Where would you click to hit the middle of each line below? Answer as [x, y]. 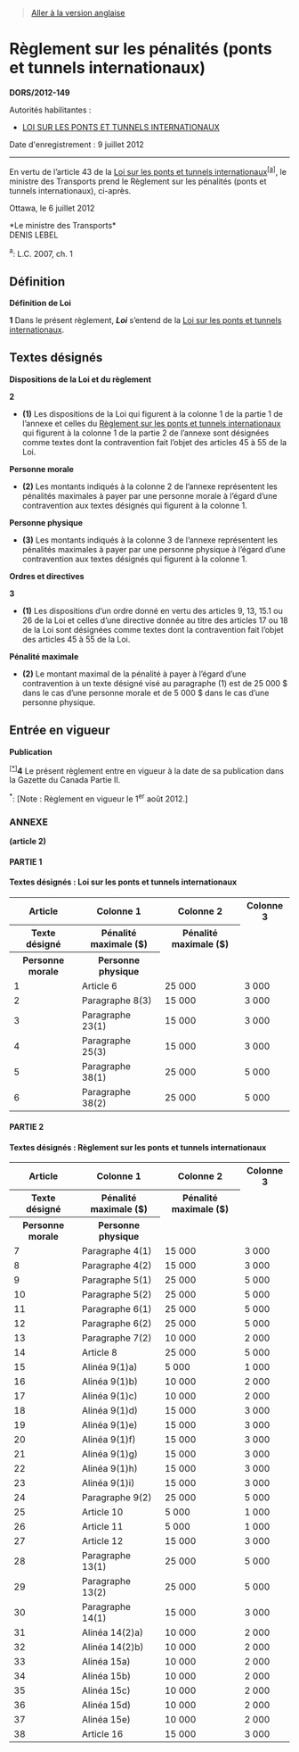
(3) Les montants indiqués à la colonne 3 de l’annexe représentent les [150, 540]
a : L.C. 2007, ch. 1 [41, 253]
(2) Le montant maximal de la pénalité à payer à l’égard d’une [134, 674]
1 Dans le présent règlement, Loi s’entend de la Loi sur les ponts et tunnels [145, 320]
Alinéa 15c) [106, 1690]
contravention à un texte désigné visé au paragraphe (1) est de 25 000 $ [155, 683]
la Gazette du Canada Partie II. [65, 780]
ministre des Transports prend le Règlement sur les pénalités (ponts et [138, 181]
